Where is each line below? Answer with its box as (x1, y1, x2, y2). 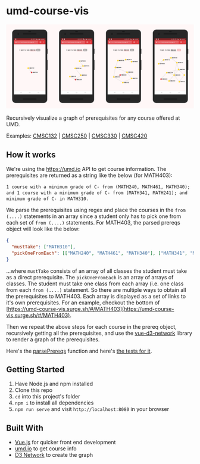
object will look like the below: (6, 225, 80, 233)
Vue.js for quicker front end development (14, 439, 116, 446)
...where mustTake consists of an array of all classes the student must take (6, 267, 187, 275)
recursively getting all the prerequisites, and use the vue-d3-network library (6, 329, 192, 337)
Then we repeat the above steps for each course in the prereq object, (6, 323, 177, 330)
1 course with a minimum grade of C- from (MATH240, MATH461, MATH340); (6, 184, 190, 190)
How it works (6, 150, 56, 160)
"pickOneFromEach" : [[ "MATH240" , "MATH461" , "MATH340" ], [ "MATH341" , (11, 250, 187, 256)
